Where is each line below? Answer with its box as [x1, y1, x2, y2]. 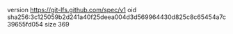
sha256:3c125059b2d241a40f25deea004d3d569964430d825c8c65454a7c [7, 13, 227, 21]
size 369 [45, 20, 70, 28]
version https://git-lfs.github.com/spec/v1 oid [7, 6, 137, 14]
